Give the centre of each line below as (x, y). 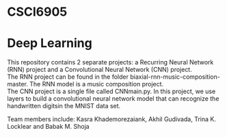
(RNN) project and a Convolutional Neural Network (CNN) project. (100, 70)
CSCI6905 (37, 12)
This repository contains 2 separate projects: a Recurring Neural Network (110, 62)
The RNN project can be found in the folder (68, 77)
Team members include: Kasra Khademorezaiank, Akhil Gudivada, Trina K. (112, 119)
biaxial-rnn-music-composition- (175, 77)
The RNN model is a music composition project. (97, 84)
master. (18, 84)
